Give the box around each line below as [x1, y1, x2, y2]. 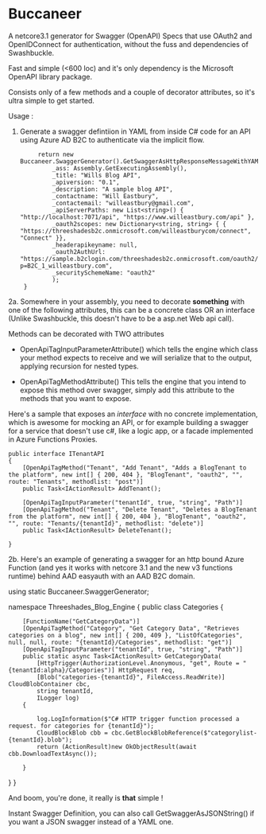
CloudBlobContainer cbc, [8, 680, 91, 688]
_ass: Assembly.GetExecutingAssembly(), [52, 164, 188, 172]
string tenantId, [37, 687, 94, 695]
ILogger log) [37, 694, 80, 702]
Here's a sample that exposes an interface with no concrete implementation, [8, 409, 258, 419]
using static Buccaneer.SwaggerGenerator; [8, 587, 149, 596]
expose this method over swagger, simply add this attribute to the [19, 385, 235, 395]
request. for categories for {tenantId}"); [8, 722, 155, 730]
